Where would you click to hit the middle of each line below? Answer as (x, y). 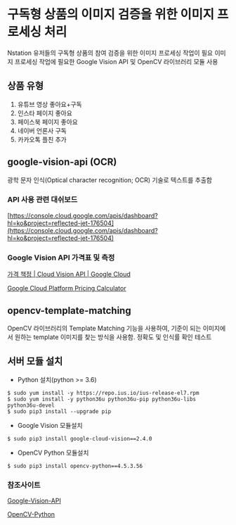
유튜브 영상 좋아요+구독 (50, 104)
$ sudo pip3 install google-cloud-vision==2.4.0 (80, 438)
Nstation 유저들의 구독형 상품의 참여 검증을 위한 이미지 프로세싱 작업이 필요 (110, 53)
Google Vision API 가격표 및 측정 (61, 258)
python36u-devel (31, 405)
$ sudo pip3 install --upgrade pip (59, 411)
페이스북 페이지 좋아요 (48, 122)
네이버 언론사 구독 (42, 130)
